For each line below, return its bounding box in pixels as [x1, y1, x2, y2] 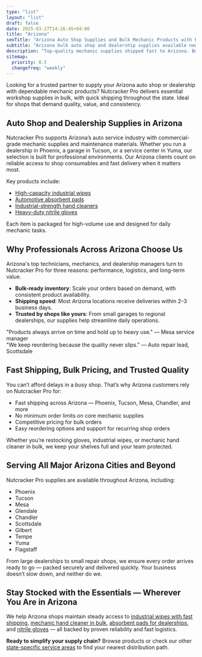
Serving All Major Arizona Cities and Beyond [6, 461, 176, 471]
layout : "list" [6, 14, 44, 20]
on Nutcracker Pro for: [6, 387, 62, 395]
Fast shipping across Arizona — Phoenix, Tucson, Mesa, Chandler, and [14, 399, 191, 406]
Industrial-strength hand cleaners [14, 203, 98, 210]
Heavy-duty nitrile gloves [14, 209, 78, 216]
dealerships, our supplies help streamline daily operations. [14, 317, 160, 324]
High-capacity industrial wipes [14, 189, 91, 196]
